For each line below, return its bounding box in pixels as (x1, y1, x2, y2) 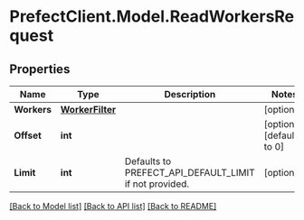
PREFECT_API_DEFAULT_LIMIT (124, 167, 255, 179)
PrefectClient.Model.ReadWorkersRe (9, 6, 295, 27)
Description (164, 88, 216, 100)
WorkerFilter (60, 104, 116, 115)
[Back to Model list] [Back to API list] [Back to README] (9, 201, 217, 211)
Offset (14, 129, 43, 142)
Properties (9, 61, 71, 77)
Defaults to (124, 155, 172, 168)
